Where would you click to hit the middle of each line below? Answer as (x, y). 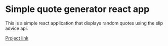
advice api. (17, 28)
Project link (17, 38)
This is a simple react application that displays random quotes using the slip (84, 23)
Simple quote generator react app (77, 9)
